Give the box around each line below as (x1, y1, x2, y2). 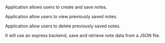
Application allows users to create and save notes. (5, 4, 107, 10)
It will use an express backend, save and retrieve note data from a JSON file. (5, 33, 161, 38)
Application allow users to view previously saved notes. (5, 14, 118, 19)
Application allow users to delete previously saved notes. (5, 23, 121, 29)
